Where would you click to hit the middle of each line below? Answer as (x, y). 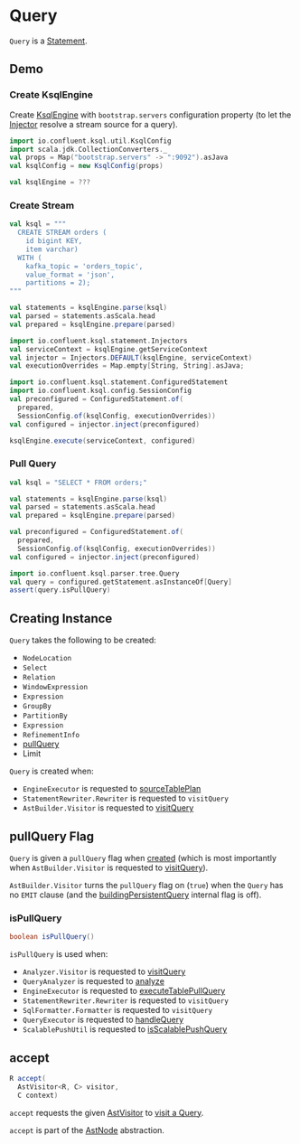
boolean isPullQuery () (52, 937)
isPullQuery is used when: (59, 954)
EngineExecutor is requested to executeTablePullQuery (124, 991)
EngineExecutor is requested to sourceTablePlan (112, 789)
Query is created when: (52, 771)
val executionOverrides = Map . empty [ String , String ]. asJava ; (127, 366)
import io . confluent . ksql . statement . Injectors (98, 341)
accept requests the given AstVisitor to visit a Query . (107, 1112)
